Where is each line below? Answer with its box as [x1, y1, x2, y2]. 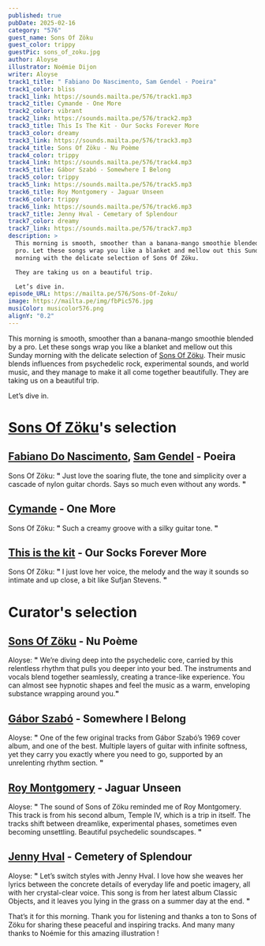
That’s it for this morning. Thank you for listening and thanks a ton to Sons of [8, 911, 257, 921]
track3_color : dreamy [8, 129, 80, 137]
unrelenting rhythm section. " [8, 758, 104, 767]
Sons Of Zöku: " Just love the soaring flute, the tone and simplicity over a [8, 471, 247, 481]
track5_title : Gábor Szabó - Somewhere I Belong [8, 166, 171, 174]
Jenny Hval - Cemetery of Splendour [8, 850, 192, 864]
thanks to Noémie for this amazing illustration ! [8, 928, 159, 937]
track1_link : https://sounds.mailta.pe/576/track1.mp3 [8, 92, 192, 100]
